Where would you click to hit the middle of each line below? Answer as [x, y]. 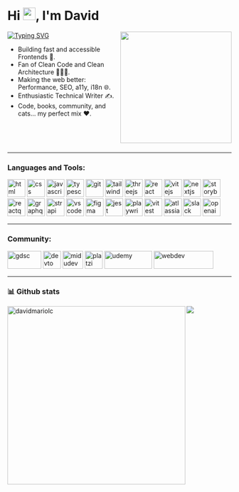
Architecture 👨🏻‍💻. [44, 72]
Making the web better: [52, 79]
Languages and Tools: [46, 168]
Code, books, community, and [62, 106]
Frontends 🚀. [36, 56]
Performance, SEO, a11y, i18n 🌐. [64, 87]
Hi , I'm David [53, 16]
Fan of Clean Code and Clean [61, 64]
